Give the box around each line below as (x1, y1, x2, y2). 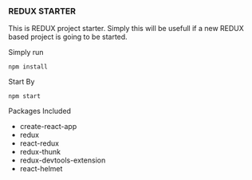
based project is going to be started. (8, 32, 128, 41)
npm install (8, 63, 48, 71)
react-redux (19, 139, 60, 148)
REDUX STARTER (8, 6, 77, 17)
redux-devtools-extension (19, 155, 106, 165)
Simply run (8, 48, 44, 57)
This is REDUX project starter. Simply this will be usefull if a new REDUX (8, 24, 245, 33)
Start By (8, 77, 35, 87)
